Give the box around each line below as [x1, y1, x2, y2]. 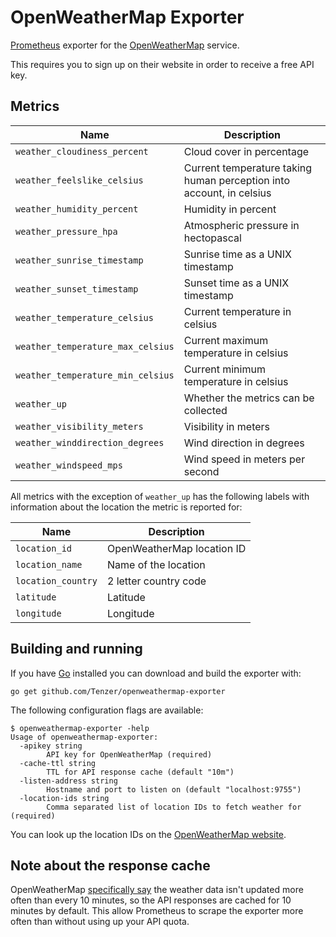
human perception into [183, 173, 290, 187]
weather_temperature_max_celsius [15, 341, 175, 352]
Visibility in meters [183, 419, 271, 433]
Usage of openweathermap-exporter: [10, 732, 159, 742]
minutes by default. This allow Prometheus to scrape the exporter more [10, 905, 304, 917]
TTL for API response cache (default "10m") [46, 767, 235, 777]
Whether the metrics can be [183, 391, 315, 405]
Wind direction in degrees [183, 436, 305, 450]
